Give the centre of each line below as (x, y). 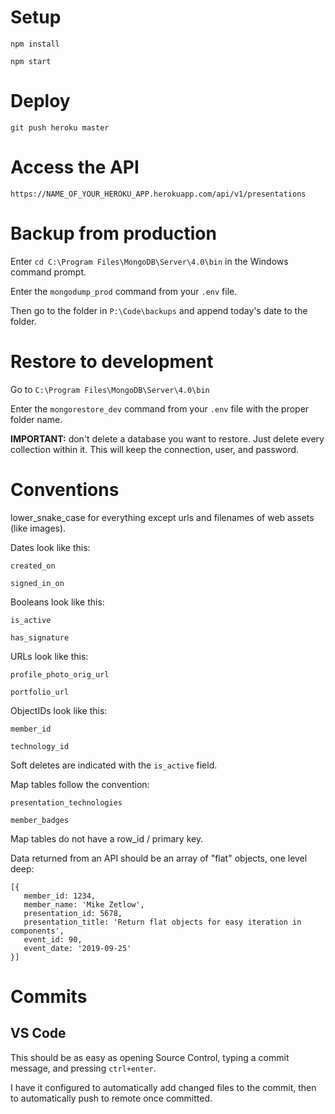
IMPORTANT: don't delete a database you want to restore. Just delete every (167, 438)
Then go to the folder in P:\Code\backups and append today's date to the (159, 310)
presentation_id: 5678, (73, 913)
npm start (31, 61)
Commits (49, 996)
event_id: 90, (53, 939)
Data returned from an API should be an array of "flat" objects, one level (159, 858)
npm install (35, 44)
